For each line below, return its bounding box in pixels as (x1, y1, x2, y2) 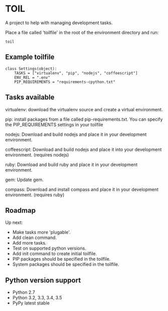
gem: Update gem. (5, 177, 44, 183)
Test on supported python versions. (12, 245, 86, 252)
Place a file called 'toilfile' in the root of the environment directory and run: (5, 29, 159, 35)
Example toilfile (5, 53, 55, 61)
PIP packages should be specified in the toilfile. (12, 256, 111, 262)
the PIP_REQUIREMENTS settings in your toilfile (5, 121, 103, 127)
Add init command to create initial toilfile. (12, 251, 97, 257)
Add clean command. (12, 235, 57, 241)
